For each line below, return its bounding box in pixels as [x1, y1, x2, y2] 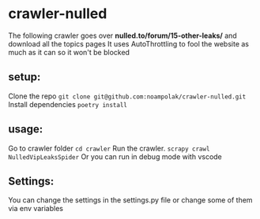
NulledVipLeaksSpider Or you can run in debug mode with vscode [8, 151, 223, 161]
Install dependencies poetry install [8, 99, 128, 109]
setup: [8, 70, 41, 84]
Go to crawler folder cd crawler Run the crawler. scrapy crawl [8, 143, 210, 153]
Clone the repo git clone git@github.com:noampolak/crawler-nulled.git [8, 91, 247, 101]
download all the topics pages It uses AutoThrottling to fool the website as [8, 39, 249, 48]
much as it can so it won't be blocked [8, 47, 130, 57]
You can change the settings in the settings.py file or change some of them [8, 195, 253, 205]
